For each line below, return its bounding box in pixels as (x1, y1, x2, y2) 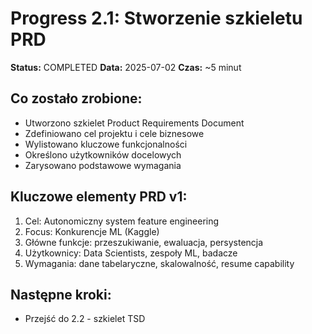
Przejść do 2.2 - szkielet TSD (24, 313, 146, 325)
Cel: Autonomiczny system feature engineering (24, 215, 220, 227)
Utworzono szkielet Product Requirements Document (24, 117, 245, 129)
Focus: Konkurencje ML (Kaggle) (24, 225, 160, 237)
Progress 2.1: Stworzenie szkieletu (10, 7, 303, 30)
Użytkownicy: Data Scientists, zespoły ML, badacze (24, 247, 238, 259)
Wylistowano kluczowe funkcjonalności (24, 138, 188, 150)
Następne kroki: (10, 286, 112, 303)
